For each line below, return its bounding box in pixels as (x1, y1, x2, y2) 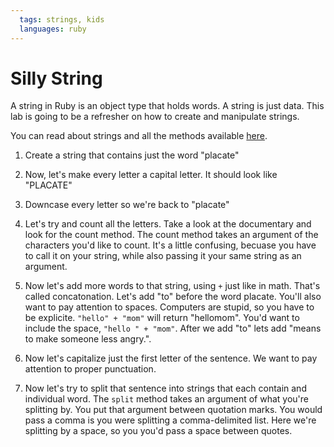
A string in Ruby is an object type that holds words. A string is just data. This (10, 100, 325, 112)
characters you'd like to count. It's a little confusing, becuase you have (24, 239, 317, 251)
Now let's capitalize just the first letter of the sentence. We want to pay (24, 352, 318, 365)
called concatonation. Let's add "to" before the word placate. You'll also (24, 291, 322, 303)
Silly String (10, 67, 103, 90)
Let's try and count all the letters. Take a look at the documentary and (24, 218, 312, 230)
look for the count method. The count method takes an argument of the (24, 229, 319, 241)
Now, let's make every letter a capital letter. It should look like (24, 169, 278, 181)
